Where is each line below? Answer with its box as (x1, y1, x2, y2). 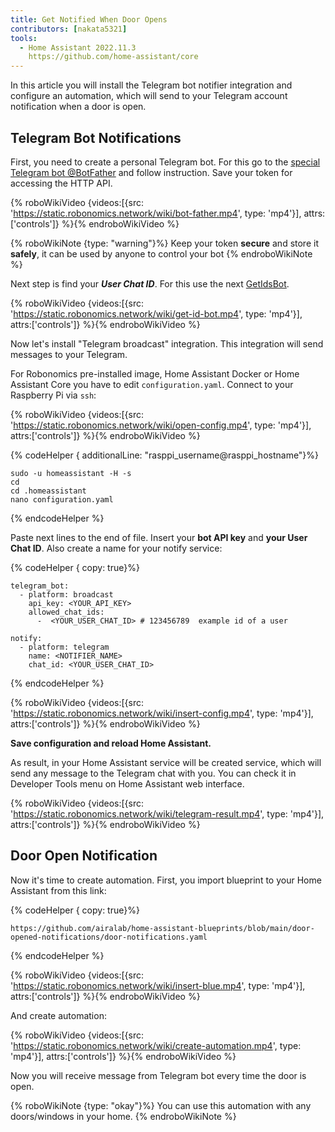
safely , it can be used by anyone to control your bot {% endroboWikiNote (10, 247, 313, 260)
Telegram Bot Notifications (10, 129, 182, 146)
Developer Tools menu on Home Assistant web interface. (10, 777, 245, 790)
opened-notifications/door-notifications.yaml (10, 932, 208, 942)
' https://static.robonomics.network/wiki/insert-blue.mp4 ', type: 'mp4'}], (10, 979, 306, 991)
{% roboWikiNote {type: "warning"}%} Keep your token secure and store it (10, 237, 319, 249)
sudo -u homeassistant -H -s (10, 468, 132, 478)
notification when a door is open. (10, 101, 147, 113)
